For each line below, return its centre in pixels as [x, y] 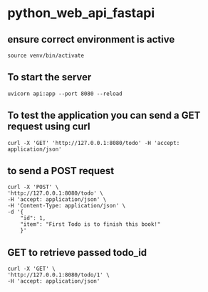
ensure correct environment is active [91, 39]
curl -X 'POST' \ [33, 187]
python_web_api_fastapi [81, 13]
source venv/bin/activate [46, 55]
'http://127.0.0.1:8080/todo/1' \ [59, 275]
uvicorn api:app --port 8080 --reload [65, 94]
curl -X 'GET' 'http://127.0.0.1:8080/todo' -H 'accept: [94, 143]
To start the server [50, 77]
